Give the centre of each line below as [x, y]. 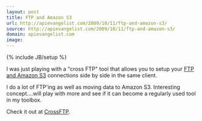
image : [15, 40]
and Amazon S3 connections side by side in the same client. [82, 75]
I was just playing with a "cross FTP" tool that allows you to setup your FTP [100, 69]
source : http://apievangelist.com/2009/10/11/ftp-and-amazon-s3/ [91, 29]
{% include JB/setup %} [37, 57]
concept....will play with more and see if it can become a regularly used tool [101, 93]
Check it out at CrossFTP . [39, 112]
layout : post [23, 12]
